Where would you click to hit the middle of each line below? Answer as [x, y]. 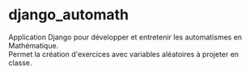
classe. [20, 63]
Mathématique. [34, 45]
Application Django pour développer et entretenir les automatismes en [125, 37]
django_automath [69, 15]
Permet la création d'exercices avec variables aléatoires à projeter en [124, 54]
